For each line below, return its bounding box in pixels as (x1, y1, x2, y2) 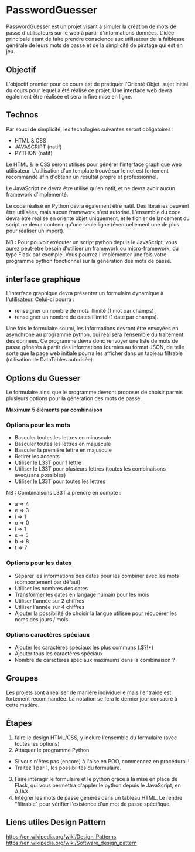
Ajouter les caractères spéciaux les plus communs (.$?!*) (14, 644, 154, 651)
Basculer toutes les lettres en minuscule (14, 434, 111, 441)
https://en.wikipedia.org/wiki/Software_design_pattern (6, 839, 138, 846)
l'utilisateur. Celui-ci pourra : (6, 296, 75, 303)
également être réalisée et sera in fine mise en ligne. (6, 93, 133, 100)
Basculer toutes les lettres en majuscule (14, 441, 111, 448)
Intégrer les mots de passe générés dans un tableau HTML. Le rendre (14, 794, 183, 801)
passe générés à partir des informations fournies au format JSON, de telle (6, 344, 184, 351)
